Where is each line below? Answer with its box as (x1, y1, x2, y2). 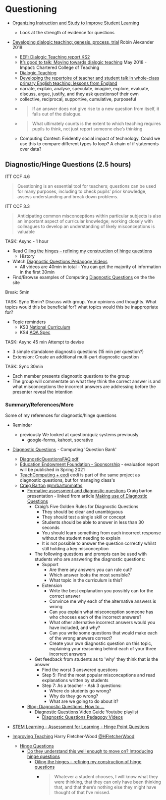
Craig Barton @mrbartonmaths (19, 482, 83, 489)
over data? (19, 146, 42, 152)
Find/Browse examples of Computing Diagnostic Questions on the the (12, 274, 155, 280)
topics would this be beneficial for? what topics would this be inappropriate (5, 304, 159, 310)
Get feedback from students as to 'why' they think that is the (34, 656, 159, 662)
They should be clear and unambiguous (42, 509, 123, 515)
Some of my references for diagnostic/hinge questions (5, 412, 117, 418)
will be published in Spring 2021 (19, 467, 85, 473)
